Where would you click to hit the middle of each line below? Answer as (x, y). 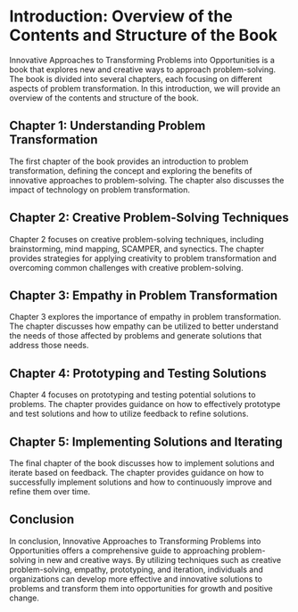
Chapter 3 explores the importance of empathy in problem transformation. (145, 317)
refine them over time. (50, 491)
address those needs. (49, 346)
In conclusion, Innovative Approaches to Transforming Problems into (135, 541)
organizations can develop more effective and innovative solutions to (136, 579)
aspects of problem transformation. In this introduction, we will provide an (145, 88)
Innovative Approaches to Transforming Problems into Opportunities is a (142, 60)
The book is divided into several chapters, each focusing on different (136, 78)
